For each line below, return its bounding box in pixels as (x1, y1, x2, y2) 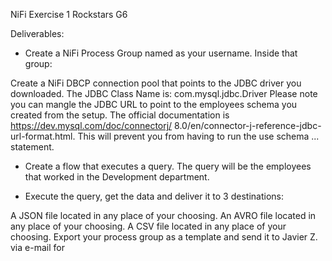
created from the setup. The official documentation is (10, 109, 230, 121)
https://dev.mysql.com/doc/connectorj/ (10, 120, 173, 131)
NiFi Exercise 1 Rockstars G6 (10, 9, 128, 20)
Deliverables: (10, 28, 65, 39)
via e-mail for (10, 242, 65, 253)
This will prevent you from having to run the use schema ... (77, 130, 320, 142)
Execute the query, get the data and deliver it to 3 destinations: (24, 190, 284, 202)
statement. (10, 141, 55, 153)
